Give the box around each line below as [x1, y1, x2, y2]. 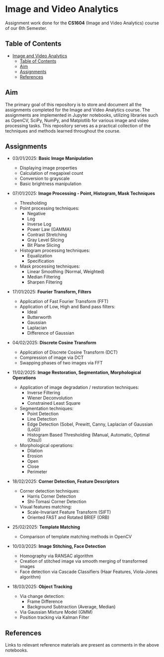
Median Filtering [27, 274, 60, 280]
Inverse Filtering [27, 390, 60, 396]
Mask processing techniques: [19, 263, 80, 269]
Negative [27, 211, 46, 217]
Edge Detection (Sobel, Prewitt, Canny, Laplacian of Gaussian [27, 421, 153, 428]
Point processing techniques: [19, 205, 80, 212]
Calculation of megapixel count [19, 170, 83, 176]
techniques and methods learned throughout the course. [5, 128, 121, 134]
